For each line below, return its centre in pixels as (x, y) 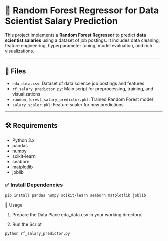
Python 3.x (23, 140)
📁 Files (16, 71)
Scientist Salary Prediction (62, 21)
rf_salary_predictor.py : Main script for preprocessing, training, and (83, 88)
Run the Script (27, 224)
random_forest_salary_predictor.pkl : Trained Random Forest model (83, 99)
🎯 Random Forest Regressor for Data (82, 10)
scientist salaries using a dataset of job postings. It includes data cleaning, (83, 40)
